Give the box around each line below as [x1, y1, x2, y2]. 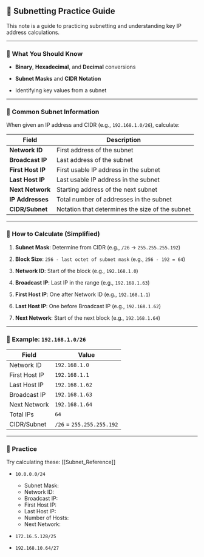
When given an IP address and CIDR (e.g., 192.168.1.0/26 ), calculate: [6, 121, 180, 129]
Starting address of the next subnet [56, 186, 158, 194]
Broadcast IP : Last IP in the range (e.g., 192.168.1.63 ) [15, 278, 150, 286]
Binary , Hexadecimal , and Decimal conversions [15, 63, 136, 70]
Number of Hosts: [24, 514, 69, 522]
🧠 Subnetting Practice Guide [6, 6, 115, 16]
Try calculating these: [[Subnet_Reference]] [6, 459, 116, 466]
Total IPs [9, 410, 35, 419]
